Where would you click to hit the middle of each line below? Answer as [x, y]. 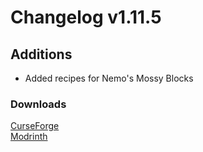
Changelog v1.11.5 [86, 17]
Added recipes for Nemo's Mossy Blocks [109, 78]
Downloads [38, 104]
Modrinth [29, 137]
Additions [41, 54]
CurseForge [35, 126]
